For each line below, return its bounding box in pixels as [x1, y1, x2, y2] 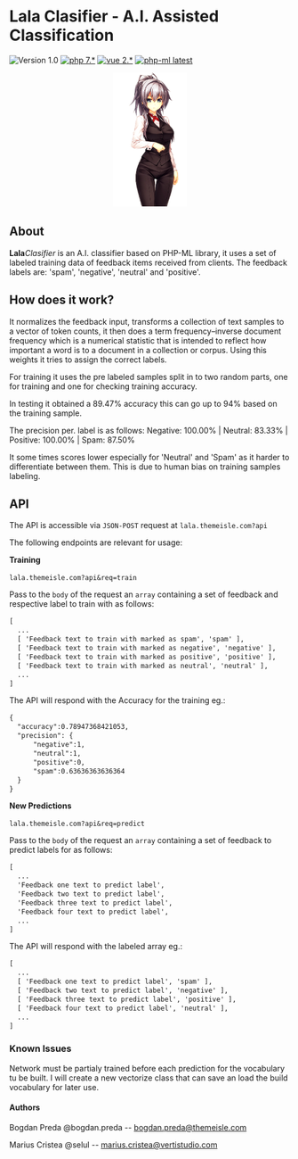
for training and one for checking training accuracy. [9, 381, 197, 392]
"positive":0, [32, 758, 86, 767]
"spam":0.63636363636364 [32, 767, 125, 776]
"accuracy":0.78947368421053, [17, 723, 129, 732]
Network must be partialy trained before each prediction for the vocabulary [9, 1063, 286, 1073]
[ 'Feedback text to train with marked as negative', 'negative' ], [17, 644, 277, 653]
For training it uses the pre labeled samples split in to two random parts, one [9, 371, 288, 382]
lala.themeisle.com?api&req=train [9, 574, 138, 583]
